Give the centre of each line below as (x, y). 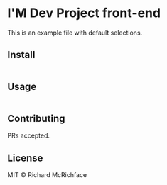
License (25, 158)
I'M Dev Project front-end (84, 13)
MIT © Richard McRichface (47, 175)
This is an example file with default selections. (75, 33)
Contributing (36, 118)
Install (21, 55)
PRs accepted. (29, 135)
